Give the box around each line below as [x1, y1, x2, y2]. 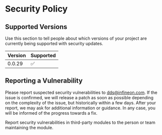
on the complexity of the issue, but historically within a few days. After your [5, 100, 156, 105]
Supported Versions [5, 23, 67, 31]
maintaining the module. [5, 124, 54, 130]
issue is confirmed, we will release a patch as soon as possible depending [5, 94, 154, 100]
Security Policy [5, 3, 68, 15]
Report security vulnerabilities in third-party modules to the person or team [5, 120, 156, 125]
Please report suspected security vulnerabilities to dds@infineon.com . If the [5, 90, 158, 95]
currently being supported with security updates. [5, 41, 104, 46]
